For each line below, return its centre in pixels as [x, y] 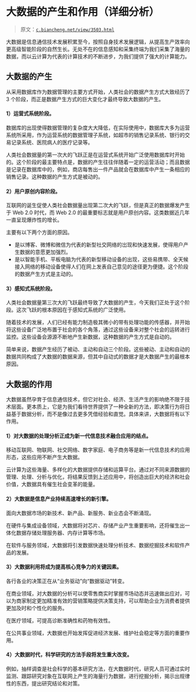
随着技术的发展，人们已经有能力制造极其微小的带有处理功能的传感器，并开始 [98, 322]
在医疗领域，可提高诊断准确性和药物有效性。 [60, 620]
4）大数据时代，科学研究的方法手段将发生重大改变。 [69, 655]
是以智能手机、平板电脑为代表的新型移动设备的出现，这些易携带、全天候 [101, 259]
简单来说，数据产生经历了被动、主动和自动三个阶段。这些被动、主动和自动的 [98, 349]
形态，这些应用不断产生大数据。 [44, 457]
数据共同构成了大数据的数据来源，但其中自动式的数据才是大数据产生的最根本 [98, 357]
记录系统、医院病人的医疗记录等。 [52, 142]
